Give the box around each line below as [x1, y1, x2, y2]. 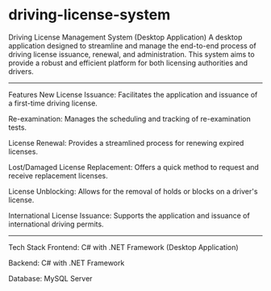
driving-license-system [8, 6, 171, 24]
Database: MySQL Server [8, 273, 93, 283]
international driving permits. [8, 219, 104, 229]
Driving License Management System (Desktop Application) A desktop [8, 32, 243, 42]
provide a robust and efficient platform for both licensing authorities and [8, 58, 248, 68]
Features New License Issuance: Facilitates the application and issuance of [8, 89, 258, 99]
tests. [8, 123, 27, 132]
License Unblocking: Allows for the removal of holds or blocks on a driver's [8, 186, 258, 196]
